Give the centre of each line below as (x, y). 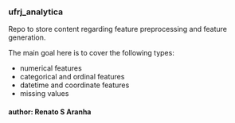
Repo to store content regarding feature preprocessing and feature (117, 29)
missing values (44, 94)
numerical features (51, 68)
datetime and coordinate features (74, 85)
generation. (27, 37)
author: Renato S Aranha (50, 111)
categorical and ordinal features (72, 77)
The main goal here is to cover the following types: (92, 53)
